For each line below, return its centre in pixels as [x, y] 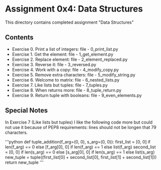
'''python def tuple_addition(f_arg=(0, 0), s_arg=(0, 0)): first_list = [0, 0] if [78, 142]
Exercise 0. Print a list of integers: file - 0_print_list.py [65, 49]
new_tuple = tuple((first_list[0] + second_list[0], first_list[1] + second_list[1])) [81, 157]
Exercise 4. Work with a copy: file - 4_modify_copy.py [66, 70]
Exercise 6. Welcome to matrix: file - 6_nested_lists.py [66, 80]
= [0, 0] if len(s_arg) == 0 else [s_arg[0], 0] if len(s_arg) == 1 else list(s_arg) [80, 152]
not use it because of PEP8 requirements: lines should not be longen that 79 [81, 127]
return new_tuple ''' [24, 162]
